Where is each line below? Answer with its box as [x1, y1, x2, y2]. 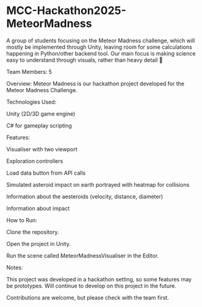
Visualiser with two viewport [6, 145, 78, 153]
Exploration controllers [6, 157, 63, 165]
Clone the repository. [6, 228, 59, 236]
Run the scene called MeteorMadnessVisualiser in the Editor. [6, 251, 159, 259]
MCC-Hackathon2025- [6, 4, 126, 18]
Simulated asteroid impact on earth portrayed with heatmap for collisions [6, 181, 190, 188]
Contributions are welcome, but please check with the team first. [6, 294, 169, 301]
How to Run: [6, 216, 38, 223]
